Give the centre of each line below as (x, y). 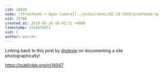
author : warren (20, 37)
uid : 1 (12, 32)
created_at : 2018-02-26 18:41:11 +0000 (45, 23)
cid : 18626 (16, 9)
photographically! (23, 55)
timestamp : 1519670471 (28, 28)
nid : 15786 (16, 18)
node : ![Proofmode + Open (31, 14)
